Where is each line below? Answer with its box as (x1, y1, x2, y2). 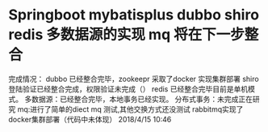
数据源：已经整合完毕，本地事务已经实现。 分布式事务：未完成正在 (31, 94, 253, 104)
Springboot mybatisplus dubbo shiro (8, 6, 260, 24)
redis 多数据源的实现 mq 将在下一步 (8, 26, 245, 44)
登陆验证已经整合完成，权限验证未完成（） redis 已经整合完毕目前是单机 (8, 83, 249, 94)
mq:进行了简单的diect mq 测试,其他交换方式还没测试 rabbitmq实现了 (17, 104, 244, 114)
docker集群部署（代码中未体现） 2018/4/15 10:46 (8, 114, 172, 124)
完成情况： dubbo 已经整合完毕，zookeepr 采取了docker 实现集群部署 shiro (8, 74, 260, 83)
